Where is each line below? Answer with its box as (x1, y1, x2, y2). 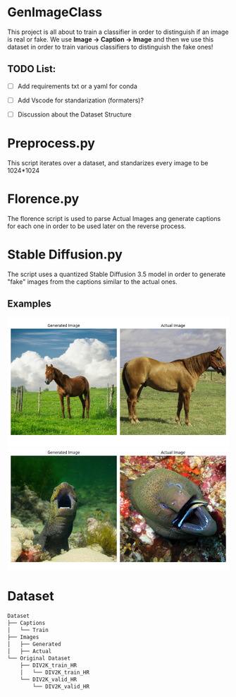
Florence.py (7, 191, 80, 207)
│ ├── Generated (7, 641, 61, 648)
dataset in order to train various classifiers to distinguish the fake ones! (7, 42, 213, 51)
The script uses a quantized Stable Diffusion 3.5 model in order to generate (7, 270, 226, 278)
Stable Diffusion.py (7, 246, 123, 262)
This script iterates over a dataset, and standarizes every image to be (7, 158, 209, 167)
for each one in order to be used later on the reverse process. (7, 222, 187, 230)
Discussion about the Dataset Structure (17, 110, 132, 119)
